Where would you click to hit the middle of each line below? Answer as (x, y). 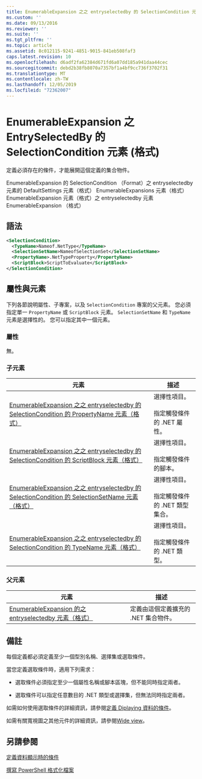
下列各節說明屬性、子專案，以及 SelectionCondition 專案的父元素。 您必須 (99, 304)
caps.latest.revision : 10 (38, 57)
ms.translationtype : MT (36, 74)
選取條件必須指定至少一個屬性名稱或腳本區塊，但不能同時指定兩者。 (99, 683)
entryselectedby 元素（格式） (51, 617)
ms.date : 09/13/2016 (32, 23)
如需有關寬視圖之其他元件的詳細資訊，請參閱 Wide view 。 (77, 721)
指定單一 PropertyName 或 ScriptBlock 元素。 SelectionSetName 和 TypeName (99, 312)
